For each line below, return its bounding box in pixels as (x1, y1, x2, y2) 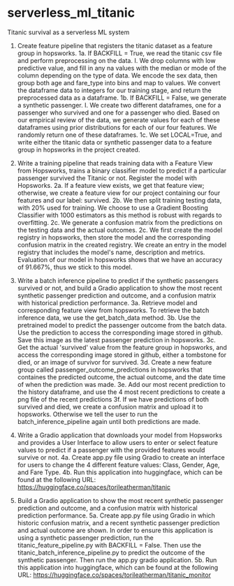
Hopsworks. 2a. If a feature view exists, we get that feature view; (17, 181, 205, 189)
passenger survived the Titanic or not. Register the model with (17, 173, 198, 182)
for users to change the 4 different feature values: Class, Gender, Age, (17, 460, 220, 469)
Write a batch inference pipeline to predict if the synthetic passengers (17, 276, 219, 284)
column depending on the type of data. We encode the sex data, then (17, 71, 218, 80)
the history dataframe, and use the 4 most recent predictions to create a (17, 388, 226, 396)
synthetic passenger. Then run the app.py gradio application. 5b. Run (17, 555, 217, 564)
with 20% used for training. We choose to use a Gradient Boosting (17, 203, 208, 212)
